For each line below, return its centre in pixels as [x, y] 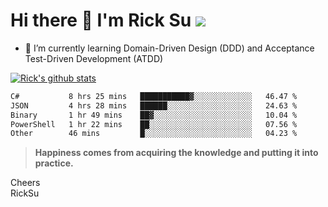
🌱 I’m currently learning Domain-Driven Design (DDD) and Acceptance [169, 48]
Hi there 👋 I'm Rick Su [101, 20]
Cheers [25, 183]
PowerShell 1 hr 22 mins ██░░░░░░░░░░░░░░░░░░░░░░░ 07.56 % [154, 124]
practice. [54, 163]
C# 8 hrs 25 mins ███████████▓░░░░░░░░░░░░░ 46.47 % [154, 96]
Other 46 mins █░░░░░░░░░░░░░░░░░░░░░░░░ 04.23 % [154, 134]
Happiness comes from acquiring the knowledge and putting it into [176, 153]
